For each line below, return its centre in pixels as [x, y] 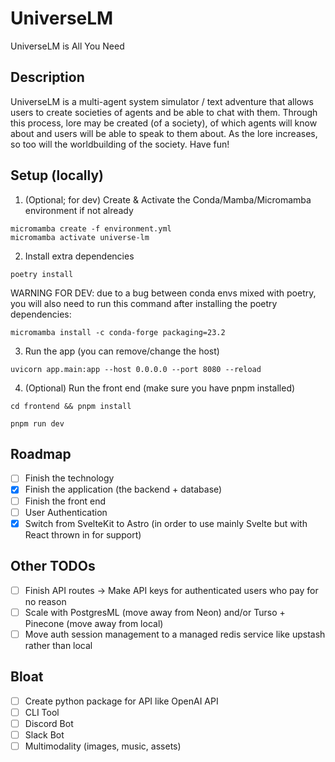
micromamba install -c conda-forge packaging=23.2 [118, 332]
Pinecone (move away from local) [94, 623]
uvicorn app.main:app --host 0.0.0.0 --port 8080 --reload [136, 369]
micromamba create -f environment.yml [91, 228]
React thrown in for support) [83, 534]
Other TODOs [53, 566]
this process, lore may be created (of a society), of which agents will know [164, 123]
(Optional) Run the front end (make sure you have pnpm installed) [160, 388]
